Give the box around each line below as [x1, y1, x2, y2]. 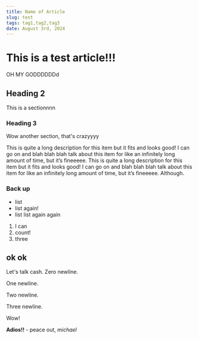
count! [14, 228, 31, 236]
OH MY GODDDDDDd [6, 71, 60, 78]
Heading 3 [6, 119, 37, 127]
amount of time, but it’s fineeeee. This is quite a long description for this [6, 157, 183, 164]
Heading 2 [6, 88, 46, 99]
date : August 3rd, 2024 [6, 25, 66, 32]
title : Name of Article [6, 8, 66, 15]
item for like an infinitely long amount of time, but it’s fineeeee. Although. [6, 170, 185, 177]
